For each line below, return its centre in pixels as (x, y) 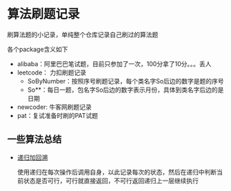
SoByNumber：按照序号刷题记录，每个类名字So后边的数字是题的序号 (125, 81)
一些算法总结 (34, 140)
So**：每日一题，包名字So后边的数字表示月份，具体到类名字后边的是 (125, 90)
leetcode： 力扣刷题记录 (52, 72)
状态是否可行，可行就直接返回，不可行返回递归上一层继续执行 (111, 181)
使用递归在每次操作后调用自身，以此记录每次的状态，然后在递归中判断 (117, 172)
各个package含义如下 (38, 49)
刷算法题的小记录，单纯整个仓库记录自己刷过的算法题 (83, 34)
